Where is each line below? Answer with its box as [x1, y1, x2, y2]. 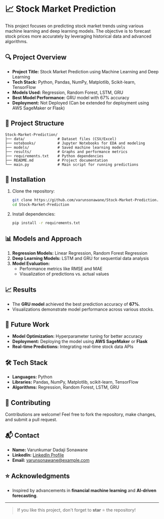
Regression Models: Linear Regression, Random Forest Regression [12, 250, 148, 256]
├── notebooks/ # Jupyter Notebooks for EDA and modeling [5, 141, 145, 146]
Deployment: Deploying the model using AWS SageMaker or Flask [12, 339, 148, 345]
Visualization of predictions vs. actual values [19, 271, 109, 277]
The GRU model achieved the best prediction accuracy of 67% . [12, 301, 141, 307]
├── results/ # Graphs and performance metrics [5, 149, 128, 154]
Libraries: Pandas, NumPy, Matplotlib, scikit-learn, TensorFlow [12, 379, 139, 385]
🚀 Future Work [5, 321, 50, 329]
